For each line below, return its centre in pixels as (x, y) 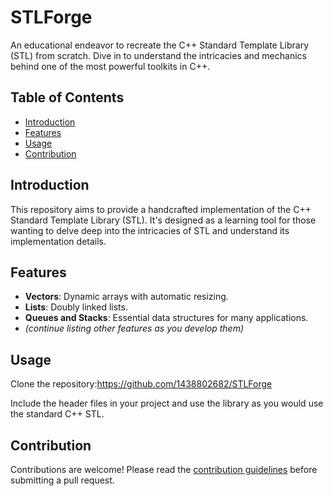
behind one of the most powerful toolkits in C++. (110, 66)
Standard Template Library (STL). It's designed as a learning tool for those (163, 220)
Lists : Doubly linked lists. (76, 307)
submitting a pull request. (62, 480)
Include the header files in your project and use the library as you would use (167, 403)
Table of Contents (67, 97)
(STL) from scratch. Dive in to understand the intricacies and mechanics (158, 55)
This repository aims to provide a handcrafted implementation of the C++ (161, 209)
